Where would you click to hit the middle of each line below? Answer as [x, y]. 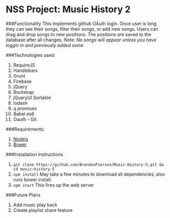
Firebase [22, 81]
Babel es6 [24, 114]
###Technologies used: [31, 55]
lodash [20, 103]
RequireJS [24, 65]
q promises [25, 108]
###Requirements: [25, 129]
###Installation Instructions [34, 154]
